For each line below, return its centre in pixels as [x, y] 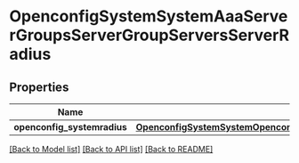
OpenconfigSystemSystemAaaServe [149, 16]
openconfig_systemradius [70, 127]
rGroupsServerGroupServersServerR [149, 35]
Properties [39, 87]
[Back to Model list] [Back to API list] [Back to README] [111, 149]
